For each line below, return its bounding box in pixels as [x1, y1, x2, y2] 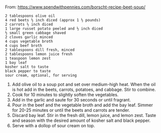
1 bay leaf [5, 60, 27, 65]
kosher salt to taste [5, 65, 49, 69]
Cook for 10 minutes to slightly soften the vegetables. [12, 92, 119, 98]
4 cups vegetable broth [5, 39, 53, 44]
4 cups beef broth [5, 43, 42, 48]
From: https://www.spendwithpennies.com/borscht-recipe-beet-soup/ [5, 4, 145, 10]
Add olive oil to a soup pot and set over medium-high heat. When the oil [12, 82, 156, 87]
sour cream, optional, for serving [5, 73, 77, 78]
